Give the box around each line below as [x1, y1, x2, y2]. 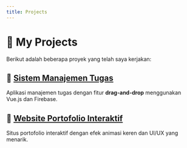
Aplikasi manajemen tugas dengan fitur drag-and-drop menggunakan [6, 89, 182, 96]
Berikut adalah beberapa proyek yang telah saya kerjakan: [6, 55, 152, 63]
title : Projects [6, 9, 47, 15]
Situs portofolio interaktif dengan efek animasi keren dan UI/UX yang [6, 129, 178, 137]
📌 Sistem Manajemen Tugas [6, 72, 114, 83]
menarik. [6, 136, 29, 143]
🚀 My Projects [6, 35, 78, 49]
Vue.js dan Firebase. [6, 96, 58, 103]
